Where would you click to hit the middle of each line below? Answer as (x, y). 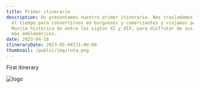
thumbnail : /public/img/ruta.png (48, 51)
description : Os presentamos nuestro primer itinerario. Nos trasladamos (100, 17)
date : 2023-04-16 (28, 39)
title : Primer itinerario (38, 12)
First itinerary (23, 67)
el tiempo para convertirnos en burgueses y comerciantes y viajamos (99, 23)
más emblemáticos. (35, 34)
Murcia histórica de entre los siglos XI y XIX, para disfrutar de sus (102, 28)
